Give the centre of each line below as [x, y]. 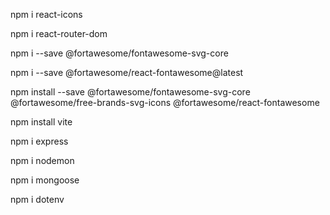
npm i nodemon [42, 160]
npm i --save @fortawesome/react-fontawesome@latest [127, 72]
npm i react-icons [46, 14]
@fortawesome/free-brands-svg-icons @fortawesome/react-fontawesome [165, 102]
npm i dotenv [37, 199]
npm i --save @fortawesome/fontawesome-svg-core [119, 53]
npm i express [39, 141]
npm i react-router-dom [59, 33]
